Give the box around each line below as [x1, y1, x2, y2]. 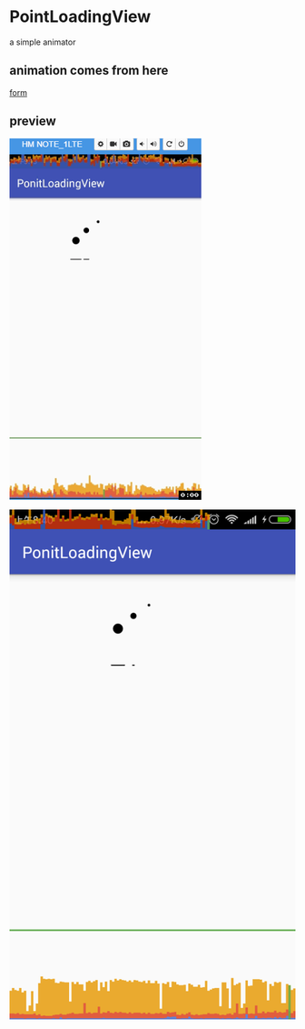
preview [9, 114, 56, 129]
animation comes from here [9, 63, 169, 78]
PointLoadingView [9, 6, 152, 27]
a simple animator [9, 36, 76, 47]
